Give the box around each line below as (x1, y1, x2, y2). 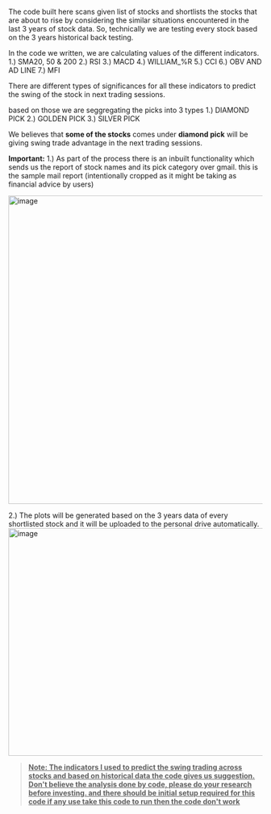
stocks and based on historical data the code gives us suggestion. (27, 771, 256, 780)
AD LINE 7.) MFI (8, 65, 60, 75)
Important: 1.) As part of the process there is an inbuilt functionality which (8, 153, 255, 163)
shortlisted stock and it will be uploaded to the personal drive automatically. (8, 519, 260, 528)
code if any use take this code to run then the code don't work (27, 797, 240, 806)
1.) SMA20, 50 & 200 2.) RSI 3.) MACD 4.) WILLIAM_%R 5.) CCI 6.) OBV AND (8, 57, 262, 66)
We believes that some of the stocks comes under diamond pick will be (8, 129, 248, 139)
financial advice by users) (8, 179, 94, 189)
